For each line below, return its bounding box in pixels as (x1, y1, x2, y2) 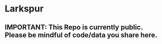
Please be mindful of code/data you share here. (5, 30, 158, 39)
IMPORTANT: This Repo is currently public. (5, 23, 143, 31)
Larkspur (5, 3, 44, 14)
